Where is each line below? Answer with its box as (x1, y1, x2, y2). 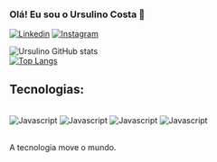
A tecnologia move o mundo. (9, 142, 117, 153)
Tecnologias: (9, 81, 84, 97)
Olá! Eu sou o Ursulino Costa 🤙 (9, 8, 146, 21)
